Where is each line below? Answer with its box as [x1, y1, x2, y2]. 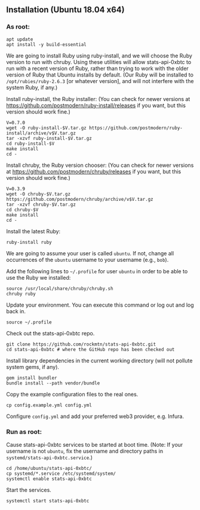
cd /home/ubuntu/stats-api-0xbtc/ [6, 465, 93, 471]
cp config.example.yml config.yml [6, 402, 93, 408]
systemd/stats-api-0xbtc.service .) [6, 454, 93, 461]
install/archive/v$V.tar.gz [6, 130, 76, 136]
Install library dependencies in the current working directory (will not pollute [6, 357, 193, 364]
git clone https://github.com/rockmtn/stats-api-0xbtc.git [6, 341, 156, 347]
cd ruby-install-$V [6, 141, 55, 146]
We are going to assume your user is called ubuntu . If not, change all [6, 249, 174, 256]
